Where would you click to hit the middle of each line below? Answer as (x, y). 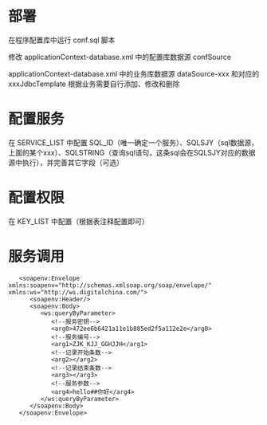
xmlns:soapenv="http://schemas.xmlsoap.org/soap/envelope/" (110, 285)
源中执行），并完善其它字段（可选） (66, 162)
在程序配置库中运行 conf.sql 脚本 (62, 40)
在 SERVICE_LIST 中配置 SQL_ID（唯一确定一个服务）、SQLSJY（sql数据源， (133, 142)
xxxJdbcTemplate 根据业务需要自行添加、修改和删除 (94, 84)
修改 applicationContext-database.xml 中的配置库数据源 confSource (120, 57)
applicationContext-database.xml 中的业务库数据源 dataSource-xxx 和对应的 (134, 73)
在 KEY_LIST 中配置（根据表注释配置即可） (79, 221)
